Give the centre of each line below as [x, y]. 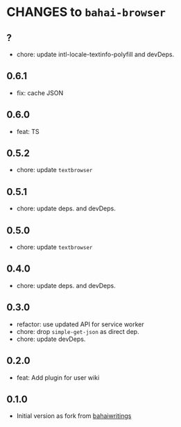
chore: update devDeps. [51, 339]
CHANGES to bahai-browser [86, 12]
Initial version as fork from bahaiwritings [74, 416]
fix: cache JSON [40, 93]
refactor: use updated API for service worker [80, 324]
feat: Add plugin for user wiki [58, 377]
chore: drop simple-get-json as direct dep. [78, 331]
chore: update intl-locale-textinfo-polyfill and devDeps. [95, 54]
